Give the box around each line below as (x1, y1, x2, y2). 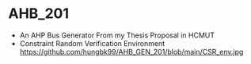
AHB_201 (8, 5, 70, 23)
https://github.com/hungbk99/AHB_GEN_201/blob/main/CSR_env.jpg (19, 47, 244, 56)
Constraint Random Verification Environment (19, 38, 165, 48)
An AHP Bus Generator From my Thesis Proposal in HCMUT (19, 30, 215, 40)
